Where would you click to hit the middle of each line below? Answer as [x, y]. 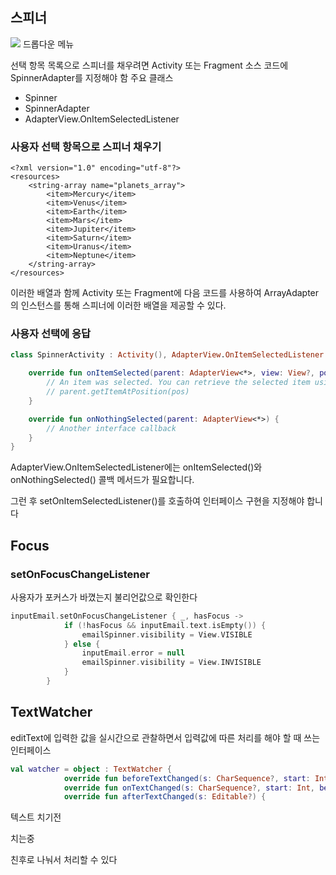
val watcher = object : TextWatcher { [91, 769]
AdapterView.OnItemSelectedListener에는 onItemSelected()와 [136, 467]
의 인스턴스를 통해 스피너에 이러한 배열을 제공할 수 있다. [118, 305]
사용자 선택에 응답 [51, 334]
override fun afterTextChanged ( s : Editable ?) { [165, 797]
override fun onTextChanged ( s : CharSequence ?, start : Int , [189, 788]
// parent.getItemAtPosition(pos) [118, 392]
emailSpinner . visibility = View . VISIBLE [167, 634]
